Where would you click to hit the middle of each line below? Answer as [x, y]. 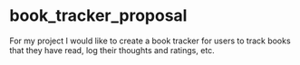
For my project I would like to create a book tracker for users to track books [150, 41]
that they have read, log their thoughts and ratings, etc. [112, 50]
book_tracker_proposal [98, 16]
